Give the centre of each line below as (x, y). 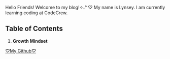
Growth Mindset (30, 41)
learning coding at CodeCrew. (37, 13)
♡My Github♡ (21, 51)
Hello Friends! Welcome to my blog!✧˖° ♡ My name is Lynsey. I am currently (85, 7)
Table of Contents (34, 29)
